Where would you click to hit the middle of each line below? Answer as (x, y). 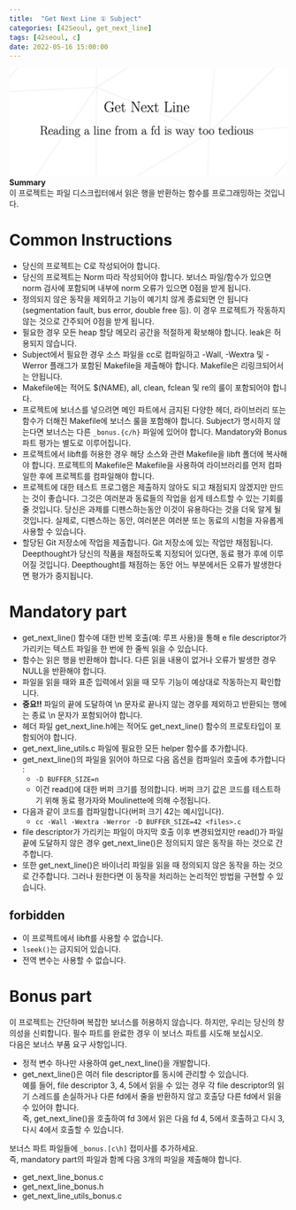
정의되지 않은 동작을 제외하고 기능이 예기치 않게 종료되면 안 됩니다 (135, 299)
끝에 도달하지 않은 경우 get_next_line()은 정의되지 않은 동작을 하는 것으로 (148, 843)
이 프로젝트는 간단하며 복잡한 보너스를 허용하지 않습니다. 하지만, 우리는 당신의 (142, 1021)
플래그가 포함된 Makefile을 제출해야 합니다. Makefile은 (144, 366)
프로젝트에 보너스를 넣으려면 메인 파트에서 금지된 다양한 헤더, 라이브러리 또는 (154, 410)
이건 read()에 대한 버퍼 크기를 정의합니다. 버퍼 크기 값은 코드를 (143, 790)
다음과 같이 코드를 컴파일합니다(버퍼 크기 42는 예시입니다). (123, 812)
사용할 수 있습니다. (54, 532)
